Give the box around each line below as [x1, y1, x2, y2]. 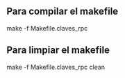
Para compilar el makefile [6, 6, 119, 17]
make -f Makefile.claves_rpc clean [6, 63, 106, 71]
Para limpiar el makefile [6, 45, 110, 56]
